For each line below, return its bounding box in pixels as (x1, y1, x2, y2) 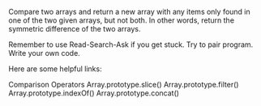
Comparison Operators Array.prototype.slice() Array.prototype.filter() (8, 80, 239, 89)
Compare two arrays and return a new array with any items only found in (8, 7, 251, 16)
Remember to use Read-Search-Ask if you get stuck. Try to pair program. (8, 40, 254, 49)
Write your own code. (8, 49, 81, 57)
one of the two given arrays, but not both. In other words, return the (8, 15, 235, 25)
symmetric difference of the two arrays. (8, 24, 141, 33)
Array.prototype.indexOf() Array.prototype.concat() (8, 88, 180, 98)
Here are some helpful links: (8, 64, 103, 74)
